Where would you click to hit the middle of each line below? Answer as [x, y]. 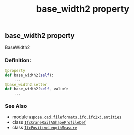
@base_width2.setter [26, 84]
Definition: [18, 60]
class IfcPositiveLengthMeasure [45, 128]
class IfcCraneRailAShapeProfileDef [49, 122]
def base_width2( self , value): [37, 89]
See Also [16, 106]
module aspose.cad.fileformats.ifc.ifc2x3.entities [67, 117]
